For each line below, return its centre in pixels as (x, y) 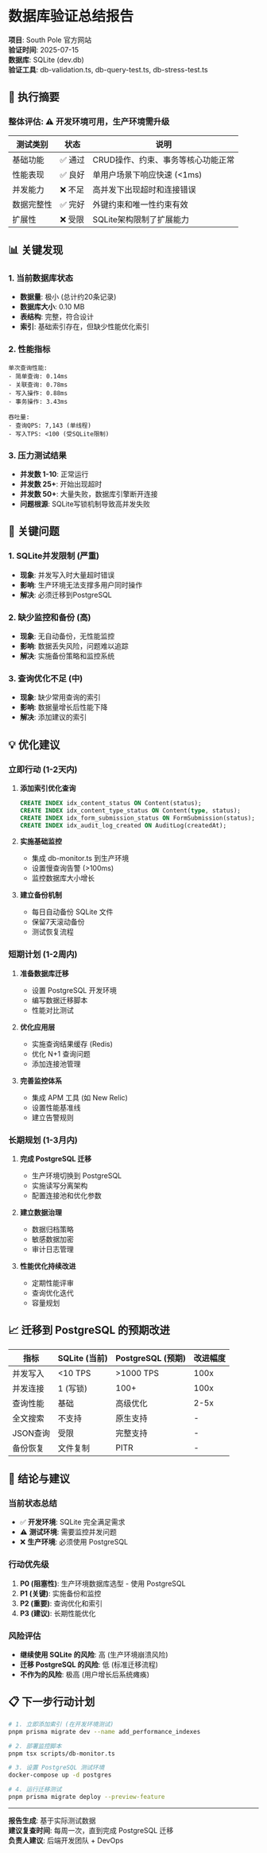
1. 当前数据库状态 (41, 277)
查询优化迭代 (52, 1293)
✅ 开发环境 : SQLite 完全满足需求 (72, 1522)
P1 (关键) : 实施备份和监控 (60, 1593)
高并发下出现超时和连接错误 (144, 189)
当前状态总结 (33, 1503)
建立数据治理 (41, 1212)
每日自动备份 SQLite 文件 (72, 912)
